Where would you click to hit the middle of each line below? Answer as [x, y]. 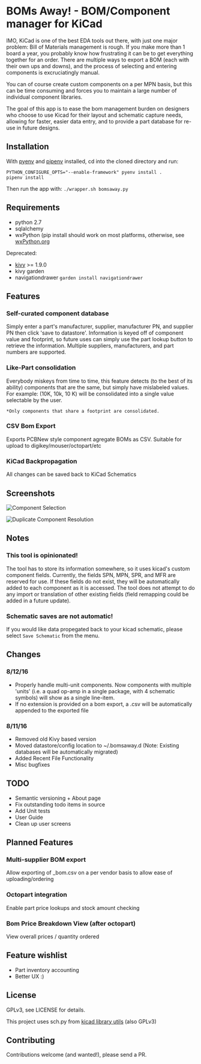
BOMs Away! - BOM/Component [88, 11]
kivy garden [30, 271]
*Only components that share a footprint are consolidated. [83, 411]
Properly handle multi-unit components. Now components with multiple [103, 685]
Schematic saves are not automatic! [60, 616]
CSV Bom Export [31, 426]
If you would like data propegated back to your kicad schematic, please [94, 629]
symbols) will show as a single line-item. [65, 697]
